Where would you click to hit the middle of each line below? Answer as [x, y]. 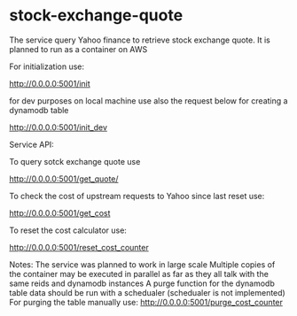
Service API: [32, 144]
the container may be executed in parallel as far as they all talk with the [139, 274]
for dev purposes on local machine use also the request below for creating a [148, 100]
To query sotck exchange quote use [75, 161]
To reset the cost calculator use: [68, 230]
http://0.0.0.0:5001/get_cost [60, 212]
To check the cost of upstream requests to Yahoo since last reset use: [137, 196]
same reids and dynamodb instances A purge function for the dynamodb [142, 283]
